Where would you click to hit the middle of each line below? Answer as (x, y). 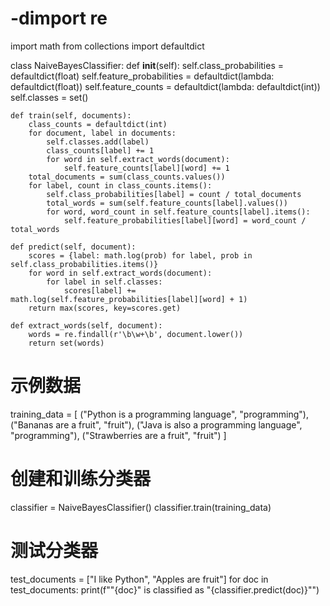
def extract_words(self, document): (86, 325)
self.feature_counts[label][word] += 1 (146, 168)
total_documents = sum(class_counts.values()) (127, 177)
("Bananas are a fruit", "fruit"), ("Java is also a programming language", (156, 424)
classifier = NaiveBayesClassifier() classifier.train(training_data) (141, 507)
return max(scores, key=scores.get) (105, 308)
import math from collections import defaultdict (107, 46)
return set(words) (66, 343)
